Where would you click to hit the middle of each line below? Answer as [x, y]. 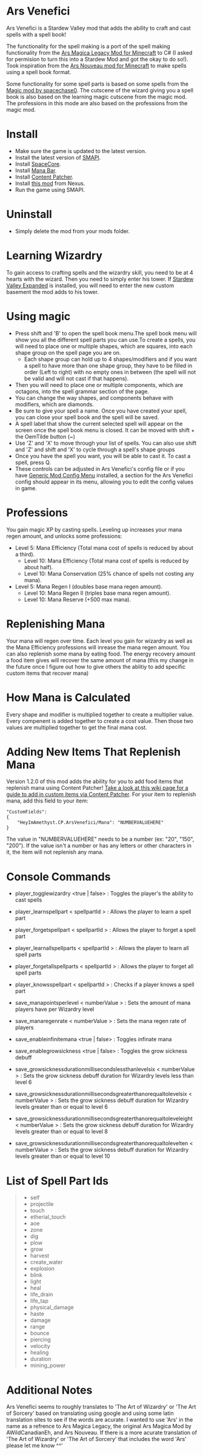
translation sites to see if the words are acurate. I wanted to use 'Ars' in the [100, 1420]
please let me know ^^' [35, 1446]
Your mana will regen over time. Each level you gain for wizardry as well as [99, 641]
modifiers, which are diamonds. [54, 404]
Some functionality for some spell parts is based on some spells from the [98, 84]
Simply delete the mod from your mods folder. [72, 231]
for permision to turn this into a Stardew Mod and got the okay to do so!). [98, 59]
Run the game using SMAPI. [50, 190]
